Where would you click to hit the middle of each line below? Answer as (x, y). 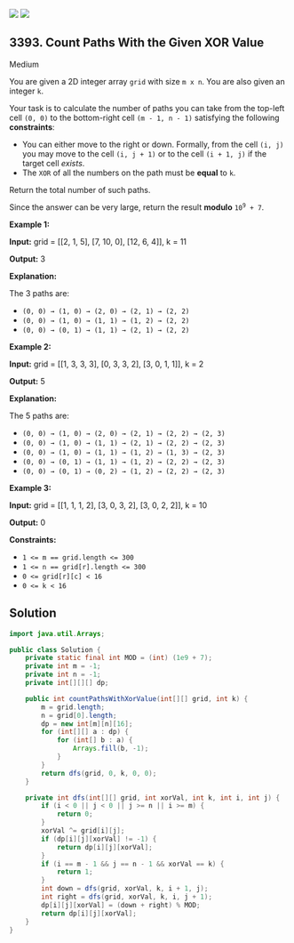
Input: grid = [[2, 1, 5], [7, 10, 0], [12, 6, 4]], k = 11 (98, 241)
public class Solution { (55, 649)
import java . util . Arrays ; (57, 633)
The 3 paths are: (39, 293)
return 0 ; (75, 814)
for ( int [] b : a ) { (95, 740)
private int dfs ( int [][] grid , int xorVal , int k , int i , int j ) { (153, 798)
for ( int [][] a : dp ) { (85, 732)
